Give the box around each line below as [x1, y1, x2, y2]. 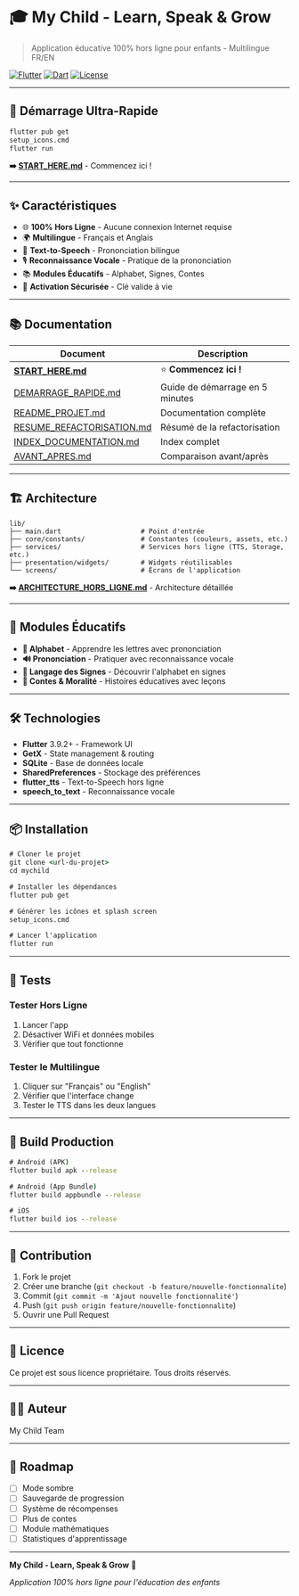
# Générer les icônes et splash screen [9, 907, 158, 916]
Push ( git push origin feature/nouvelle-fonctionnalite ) [21, 1299, 237, 1311]
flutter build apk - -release [9, 1165, 117, 1175]
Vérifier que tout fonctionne [21, 1038, 124, 1049]
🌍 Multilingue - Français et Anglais [21, 233, 154, 243]
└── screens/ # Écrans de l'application [9, 565, 241, 575]
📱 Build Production [9, 1134, 114, 1149]
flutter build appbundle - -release [9, 1190, 141, 1199]
